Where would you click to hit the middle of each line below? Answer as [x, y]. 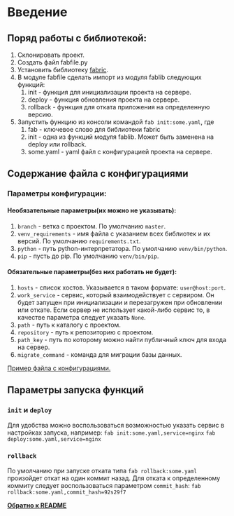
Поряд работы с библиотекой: [77, 38]
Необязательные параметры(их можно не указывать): [92, 210]
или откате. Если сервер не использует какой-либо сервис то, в [114, 310]
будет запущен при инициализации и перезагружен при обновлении [120, 302]
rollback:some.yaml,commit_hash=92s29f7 [67, 492]
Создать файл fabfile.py [52, 62]
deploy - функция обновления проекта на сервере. [104, 100]
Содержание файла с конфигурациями [98, 174]
